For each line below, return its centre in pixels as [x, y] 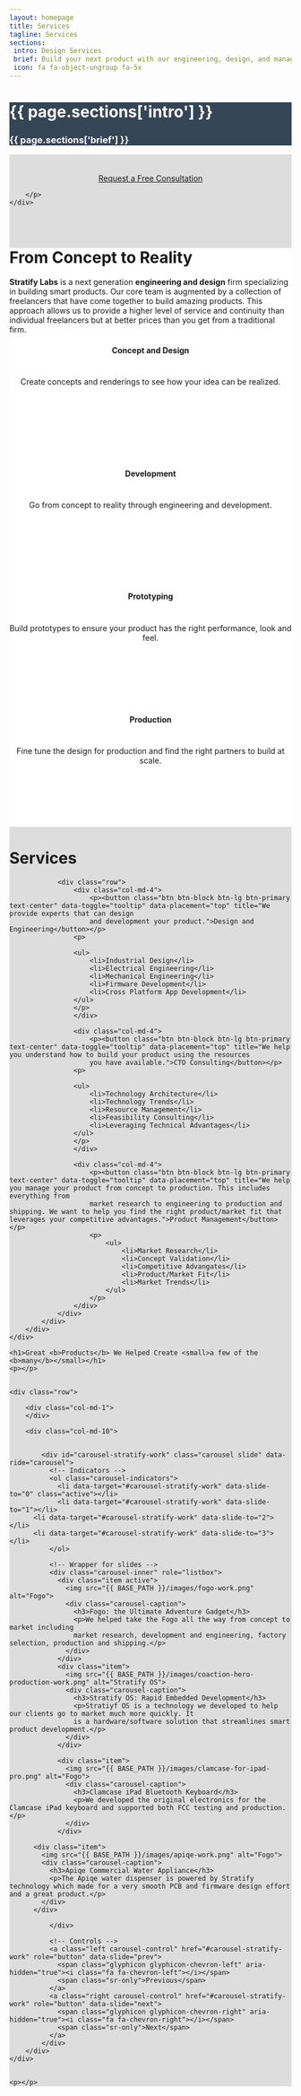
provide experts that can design [72, 914]
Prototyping [150, 596]
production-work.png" [50, 1683]
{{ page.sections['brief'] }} [69, 140]
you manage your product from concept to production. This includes [140, 1189]
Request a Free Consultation [150, 178]
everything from [39, 1196]
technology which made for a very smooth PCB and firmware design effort [150, 1887]
